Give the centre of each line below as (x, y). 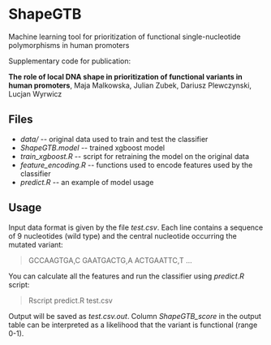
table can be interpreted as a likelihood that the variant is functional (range (133, 325)
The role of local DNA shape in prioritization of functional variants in (125, 76)
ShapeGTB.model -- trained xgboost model (92, 148)
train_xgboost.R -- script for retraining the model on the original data (135, 156)
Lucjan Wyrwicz (35, 93)
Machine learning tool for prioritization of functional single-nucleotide (125, 37)
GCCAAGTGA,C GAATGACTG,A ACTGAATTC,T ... (110, 260)
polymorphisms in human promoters (69, 45)
